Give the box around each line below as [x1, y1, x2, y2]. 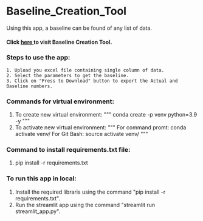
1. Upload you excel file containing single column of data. [6, 67, 165, 73]
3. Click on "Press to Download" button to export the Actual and [6, 78, 178, 84]
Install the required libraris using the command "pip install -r [15, 188, 166, 195]
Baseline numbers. [6, 83, 53, 89]
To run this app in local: [6, 174, 77, 183]
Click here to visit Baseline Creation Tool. [6, 38, 112, 46]
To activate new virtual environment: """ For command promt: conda [15, 124, 187, 131]
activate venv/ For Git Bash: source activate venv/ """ [15, 131, 148, 138]
